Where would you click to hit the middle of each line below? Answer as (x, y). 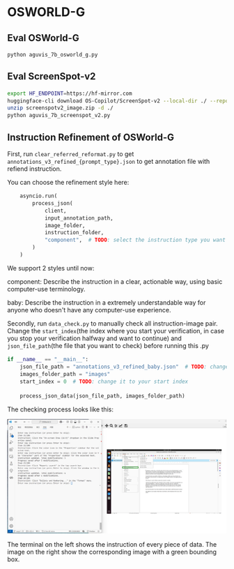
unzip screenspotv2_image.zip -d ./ (60, 108)
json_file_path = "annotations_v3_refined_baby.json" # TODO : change (124, 367)
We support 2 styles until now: (51, 268)
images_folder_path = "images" (65, 374)
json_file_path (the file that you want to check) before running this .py (108, 345)
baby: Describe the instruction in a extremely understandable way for (107, 302)
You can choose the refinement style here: (68, 182)
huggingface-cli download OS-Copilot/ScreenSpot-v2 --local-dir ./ (107, 101)
